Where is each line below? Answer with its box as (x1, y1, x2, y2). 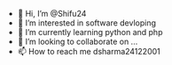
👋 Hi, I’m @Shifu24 (17, 9, 87, 18)
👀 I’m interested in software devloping (17, 18, 157, 28)
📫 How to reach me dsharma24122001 (17, 47, 161, 56)
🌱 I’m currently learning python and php (17, 27, 163, 37)
